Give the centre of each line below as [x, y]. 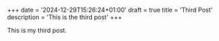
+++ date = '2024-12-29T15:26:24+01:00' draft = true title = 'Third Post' [110, 10]
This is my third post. [37, 30]
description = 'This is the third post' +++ [65, 17]
